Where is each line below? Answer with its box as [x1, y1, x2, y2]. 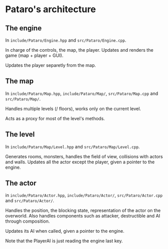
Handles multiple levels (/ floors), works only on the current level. [5, 105, 141, 112]
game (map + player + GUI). [5, 52, 64, 58]
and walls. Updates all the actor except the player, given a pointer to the [5, 159, 155, 165]
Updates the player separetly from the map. [5, 62, 96, 68]
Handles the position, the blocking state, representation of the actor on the [5, 207, 161, 214]
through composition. [5, 218, 50, 224]
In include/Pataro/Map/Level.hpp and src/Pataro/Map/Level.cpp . [5, 144, 140, 150]
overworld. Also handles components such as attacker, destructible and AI [5, 213, 160, 219]
